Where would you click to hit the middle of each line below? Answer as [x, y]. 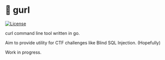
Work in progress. [23, 52]
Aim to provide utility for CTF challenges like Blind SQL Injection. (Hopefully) [83, 43]
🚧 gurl [18, 10]
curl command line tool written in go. [43, 33]
